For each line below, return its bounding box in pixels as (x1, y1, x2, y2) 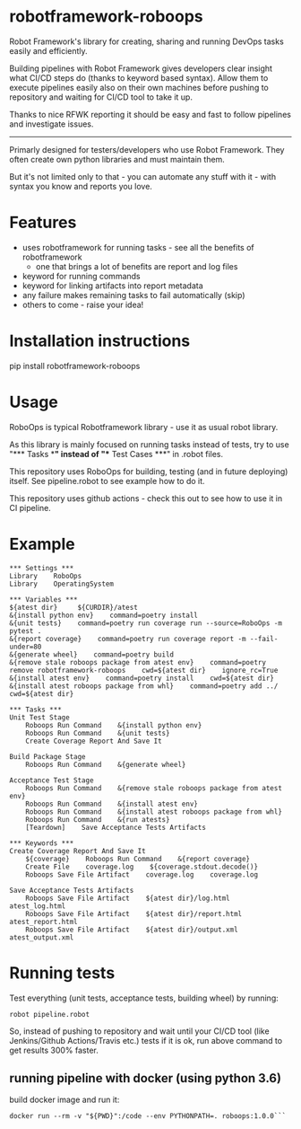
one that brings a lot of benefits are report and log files (35, 260, 238, 271)
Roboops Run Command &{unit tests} (25, 728, 170, 737)
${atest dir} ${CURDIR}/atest (9, 603, 139, 612)
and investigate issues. (9, 119, 94, 129)
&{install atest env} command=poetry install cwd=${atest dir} (9, 674, 275, 683)
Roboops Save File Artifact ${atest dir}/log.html (25, 894, 230, 903)
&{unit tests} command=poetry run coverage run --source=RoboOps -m (9, 618, 282, 628)
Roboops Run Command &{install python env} (25, 720, 202, 729)
